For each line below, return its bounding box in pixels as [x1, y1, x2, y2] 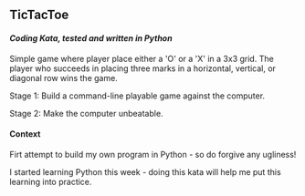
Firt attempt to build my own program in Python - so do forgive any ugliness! [9, 149, 297, 160]
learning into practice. [9, 176, 92, 187]
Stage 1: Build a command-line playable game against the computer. [9, 90, 266, 101]
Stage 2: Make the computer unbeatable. [9, 108, 163, 119]
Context [9, 129, 41, 139]
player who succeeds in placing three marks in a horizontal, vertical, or [9, 63, 277, 74]
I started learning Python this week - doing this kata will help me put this [9, 166, 281, 177]
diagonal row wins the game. [9, 72, 119, 83]
